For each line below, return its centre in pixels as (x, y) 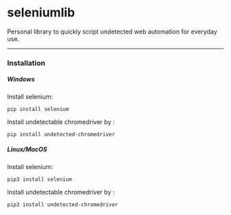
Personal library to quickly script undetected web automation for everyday (112, 31)
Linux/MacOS (27, 149)
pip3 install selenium (40, 179)
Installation (26, 63)
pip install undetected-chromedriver (61, 134)
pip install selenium (38, 109)
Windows (21, 79)
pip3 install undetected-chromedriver (63, 204)
